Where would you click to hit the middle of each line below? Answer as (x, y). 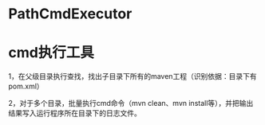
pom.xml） (26, 86)
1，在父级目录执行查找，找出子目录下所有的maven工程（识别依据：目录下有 (132, 76)
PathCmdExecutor (70, 14)
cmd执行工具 (51, 53)
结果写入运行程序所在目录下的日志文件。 (75, 113)
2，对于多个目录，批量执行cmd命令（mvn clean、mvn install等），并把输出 (131, 104)
